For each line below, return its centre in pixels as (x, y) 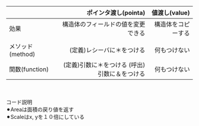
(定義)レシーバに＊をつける (107, 50)
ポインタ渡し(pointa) (116, 13)
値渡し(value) (171, 13)
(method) (22, 54)
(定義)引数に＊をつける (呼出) (104, 65)
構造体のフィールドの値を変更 (104, 24)
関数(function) (29, 69)
